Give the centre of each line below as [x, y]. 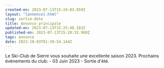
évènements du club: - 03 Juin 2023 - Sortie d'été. [57, 61]
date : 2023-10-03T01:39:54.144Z [39, 42]
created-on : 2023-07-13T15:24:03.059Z [45, 10]
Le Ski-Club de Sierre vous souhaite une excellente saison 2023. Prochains [82, 56]
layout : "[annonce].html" [32, 14]
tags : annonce [20, 37]
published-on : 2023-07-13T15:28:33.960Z [48, 33]
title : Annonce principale [33, 23]
